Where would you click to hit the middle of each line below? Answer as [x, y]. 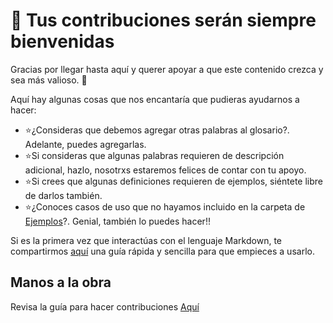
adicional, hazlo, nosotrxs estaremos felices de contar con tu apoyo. [165, 170]
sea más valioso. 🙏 [49, 80]
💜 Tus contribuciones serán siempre [163, 20]
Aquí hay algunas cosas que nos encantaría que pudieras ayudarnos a [155, 99]
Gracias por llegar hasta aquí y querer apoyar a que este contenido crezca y [167, 69]
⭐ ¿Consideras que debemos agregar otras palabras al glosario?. [157, 130]
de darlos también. [63, 195]
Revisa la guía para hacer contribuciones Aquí [105, 306]
